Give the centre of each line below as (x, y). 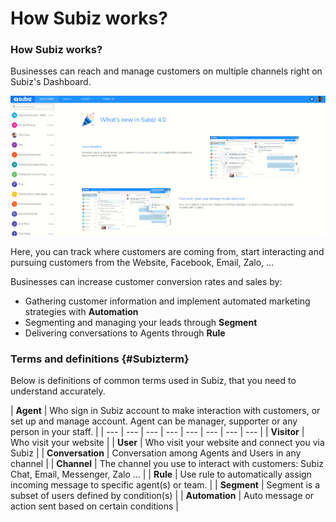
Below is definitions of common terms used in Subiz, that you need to (153, 381)
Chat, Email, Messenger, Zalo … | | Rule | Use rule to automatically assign (161, 474)
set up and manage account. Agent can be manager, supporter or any (154, 421)
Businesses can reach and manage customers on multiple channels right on (166, 71)
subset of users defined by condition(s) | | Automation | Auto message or (162, 496)
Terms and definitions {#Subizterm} (100, 359)
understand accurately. (58, 391)
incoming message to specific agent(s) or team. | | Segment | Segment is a (165, 485)
